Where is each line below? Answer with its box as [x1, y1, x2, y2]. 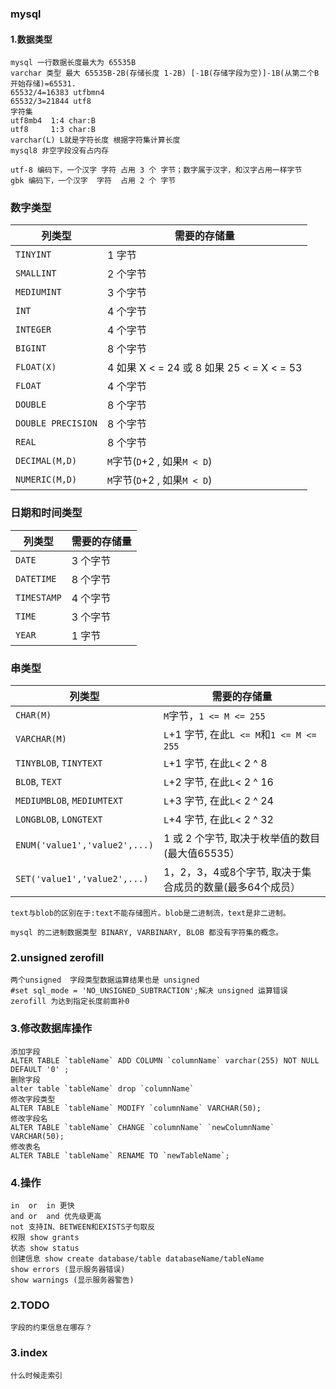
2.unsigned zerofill [10, 950, 105, 964]
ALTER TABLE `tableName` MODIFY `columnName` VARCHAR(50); [10, 1103, 262, 1113]
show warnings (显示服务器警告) [10, 1275, 135, 1285]
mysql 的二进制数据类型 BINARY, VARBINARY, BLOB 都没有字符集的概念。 [10, 928, 283, 938]
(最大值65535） [163, 847, 241, 861]
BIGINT [15, 343, 47, 354]
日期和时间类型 [10, 506, 83, 520]
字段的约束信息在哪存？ [10, 1323, 93, 1333]
